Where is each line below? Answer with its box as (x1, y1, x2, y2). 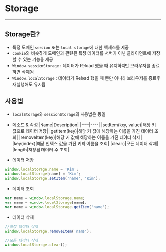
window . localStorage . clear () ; (5, 242, 68, 248)
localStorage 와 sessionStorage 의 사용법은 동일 (12, 111, 106, 117)
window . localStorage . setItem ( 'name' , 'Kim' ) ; (5, 176, 100, 181)
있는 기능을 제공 (23, 56, 53, 62)
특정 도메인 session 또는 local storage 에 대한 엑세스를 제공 (12, 44, 129, 50)
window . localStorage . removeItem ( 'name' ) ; (5, 229, 92, 234)
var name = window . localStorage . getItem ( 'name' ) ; (5, 204, 110, 209)
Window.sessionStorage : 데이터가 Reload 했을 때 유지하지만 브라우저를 (12, 62, 151, 68)
